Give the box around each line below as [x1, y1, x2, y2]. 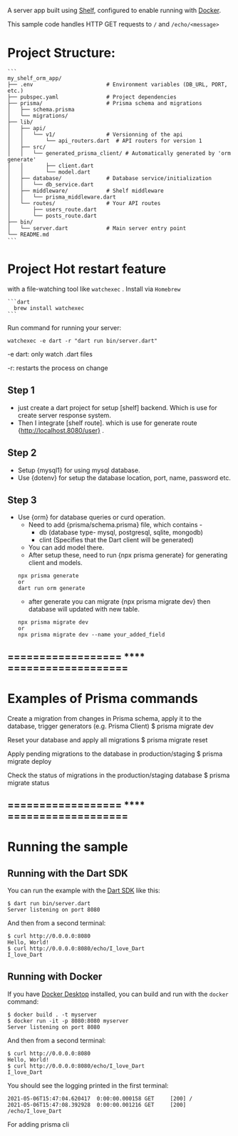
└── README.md [7, 231, 50, 238]
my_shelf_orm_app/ [7, 74, 62, 81]
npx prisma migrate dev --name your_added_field [17, 632, 165, 639]
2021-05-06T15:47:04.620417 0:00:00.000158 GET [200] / [7, 1095, 193, 1102]
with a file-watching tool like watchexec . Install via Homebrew [7, 284, 181, 293]
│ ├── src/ [7, 143, 46, 151]
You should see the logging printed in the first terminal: [7, 1081, 169, 1090]
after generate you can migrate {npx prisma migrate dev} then [28, 597, 211, 606]
